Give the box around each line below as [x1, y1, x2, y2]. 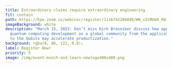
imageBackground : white [5, 21, 56, 27]
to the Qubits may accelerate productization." [10, 36, 114, 41]
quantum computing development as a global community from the [10, 31, 147, 36]
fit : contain [5, 12, 33, 17]
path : [5, 17, 17, 22]
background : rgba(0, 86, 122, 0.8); [5, 41, 83, 46]
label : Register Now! [5, 46, 52, 51]
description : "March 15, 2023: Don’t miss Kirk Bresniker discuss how [5, 27, 159, 32]
